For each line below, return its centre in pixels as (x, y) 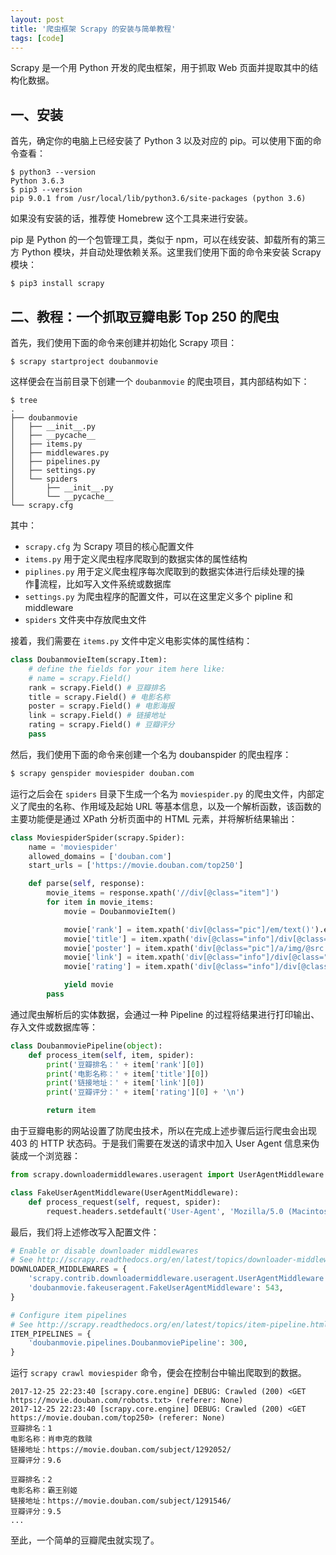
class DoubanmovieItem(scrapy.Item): (89, 660)
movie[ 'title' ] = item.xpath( (126, 939)
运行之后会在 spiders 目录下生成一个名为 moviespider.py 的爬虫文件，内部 (163, 793)
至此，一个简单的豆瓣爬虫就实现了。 (85, 1540)
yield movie (88, 985)
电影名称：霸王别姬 (44, 1491)
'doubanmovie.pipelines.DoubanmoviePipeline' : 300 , (138, 1343)
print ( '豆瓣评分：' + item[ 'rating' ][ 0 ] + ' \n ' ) (145, 1092)
